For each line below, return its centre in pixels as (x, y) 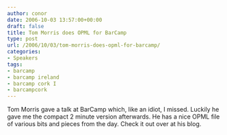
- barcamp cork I (32, 84)
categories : (24, 52)
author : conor (27, 13)
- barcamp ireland (33, 77)
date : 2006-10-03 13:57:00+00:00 (55, 20)
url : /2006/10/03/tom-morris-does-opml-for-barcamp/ (84, 45)
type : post (23, 39)
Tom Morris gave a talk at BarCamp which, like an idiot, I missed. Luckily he (113, 110)
